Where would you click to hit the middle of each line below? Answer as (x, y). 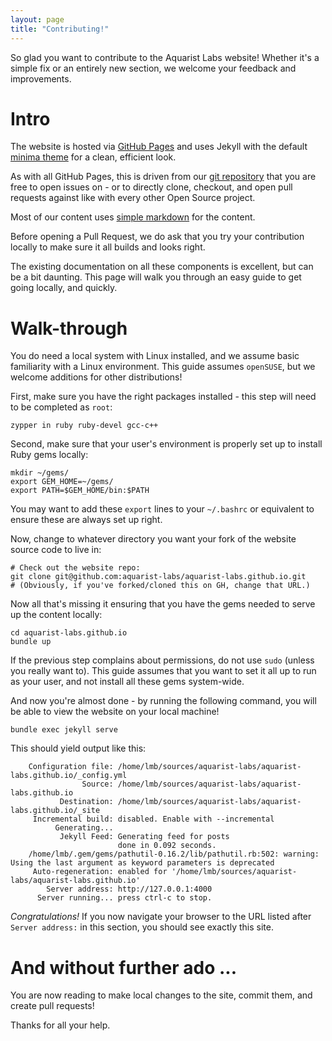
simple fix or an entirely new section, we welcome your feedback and (153, 68)
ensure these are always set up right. (86, 520)
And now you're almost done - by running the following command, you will (163, 701)
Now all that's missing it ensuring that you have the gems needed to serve (163, 604)
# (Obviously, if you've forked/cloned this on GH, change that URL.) (160, 586)
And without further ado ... (124, 967)
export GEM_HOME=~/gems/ (62, 482)
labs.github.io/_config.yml (69, 776)
